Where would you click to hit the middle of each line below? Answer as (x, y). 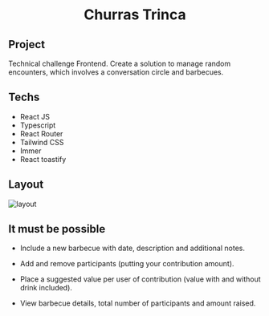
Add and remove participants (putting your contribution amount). (127, 264)
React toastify (43, 159)
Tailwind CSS (42, 142)
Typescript (38, 125)
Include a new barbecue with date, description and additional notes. (132, 248)
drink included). (46, 288)
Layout (26, 185)
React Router (41, 133)
